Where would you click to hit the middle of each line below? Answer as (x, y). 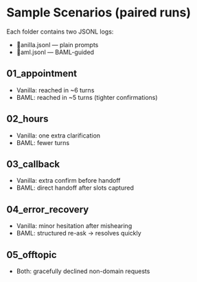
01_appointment (42, 74)
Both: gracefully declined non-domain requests (83, 271)
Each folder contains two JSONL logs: (60, 31)
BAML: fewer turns (43, 142)
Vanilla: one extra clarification (58, 136)
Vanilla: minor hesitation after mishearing (74, 226)
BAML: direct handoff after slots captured (75, 188)
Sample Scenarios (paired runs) (99, 13)
